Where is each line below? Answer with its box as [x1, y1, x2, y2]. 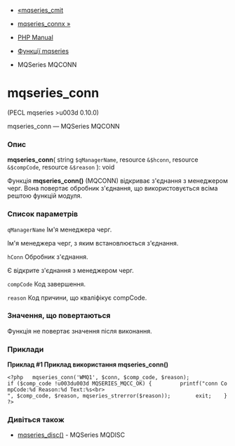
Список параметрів [7, 209, 79, 219]
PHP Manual [17, 33, 54, 42]
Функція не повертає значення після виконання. [7, 326, 152, 335]
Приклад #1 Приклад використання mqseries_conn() [7, 360, 168, 369]
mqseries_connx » [17, 20, 71, 27]
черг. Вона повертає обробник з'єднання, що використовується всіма [7, 184, 218, 193]
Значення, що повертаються [7, 311, 111, 321]
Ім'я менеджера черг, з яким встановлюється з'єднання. [7, 238, 179, 247]
